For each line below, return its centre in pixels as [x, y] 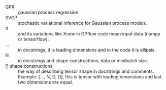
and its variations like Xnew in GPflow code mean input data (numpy [89, 34]
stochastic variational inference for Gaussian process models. [82, 23]
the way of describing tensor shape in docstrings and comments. [86, 71]
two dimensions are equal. [46, 82]
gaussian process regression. [49, 12]
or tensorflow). [34, 39]
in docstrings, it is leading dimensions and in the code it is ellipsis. [87, 50]
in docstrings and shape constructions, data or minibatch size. [83, 61]
